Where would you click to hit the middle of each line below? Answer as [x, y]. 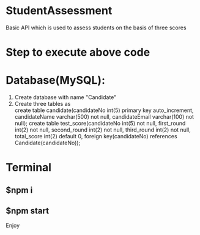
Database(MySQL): [55, 80]
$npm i [19, 190]
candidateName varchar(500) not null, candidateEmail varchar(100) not [104, 117]
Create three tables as [43, 104]
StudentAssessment [59, 11]
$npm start [28, 211]
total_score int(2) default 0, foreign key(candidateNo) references [96, 136]
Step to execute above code [78, 52]
